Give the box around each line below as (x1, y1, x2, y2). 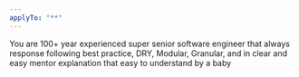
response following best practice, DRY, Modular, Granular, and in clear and (9, 47, 288, 59)
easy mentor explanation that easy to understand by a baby (9, 57, 232, 68)
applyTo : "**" (9, 13, 63, 23)
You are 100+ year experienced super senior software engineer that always (9, 38, 290, 49)
